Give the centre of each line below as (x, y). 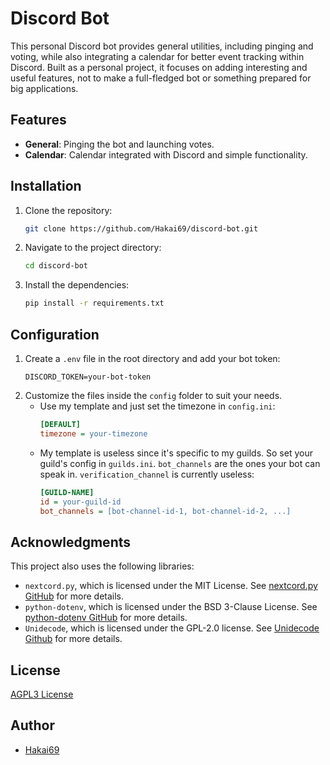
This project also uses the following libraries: (102, 566)
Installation (46, 186)
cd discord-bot (56, 266)
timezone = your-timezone (93, 433)
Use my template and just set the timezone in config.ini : (157, 406)
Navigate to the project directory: (93, 248)
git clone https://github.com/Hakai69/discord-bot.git (141, 228)
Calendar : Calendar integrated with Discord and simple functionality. (166, 154)
